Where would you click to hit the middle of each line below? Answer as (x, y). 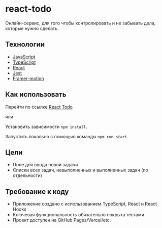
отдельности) (27, 175)
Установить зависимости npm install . (46, 126)
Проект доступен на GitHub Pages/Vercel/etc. (62, 220)
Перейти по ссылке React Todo (39, 107)
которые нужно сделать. (32, 28)
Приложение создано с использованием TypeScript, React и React (85, 204)
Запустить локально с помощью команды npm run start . (67, 136)
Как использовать (36, 95)
